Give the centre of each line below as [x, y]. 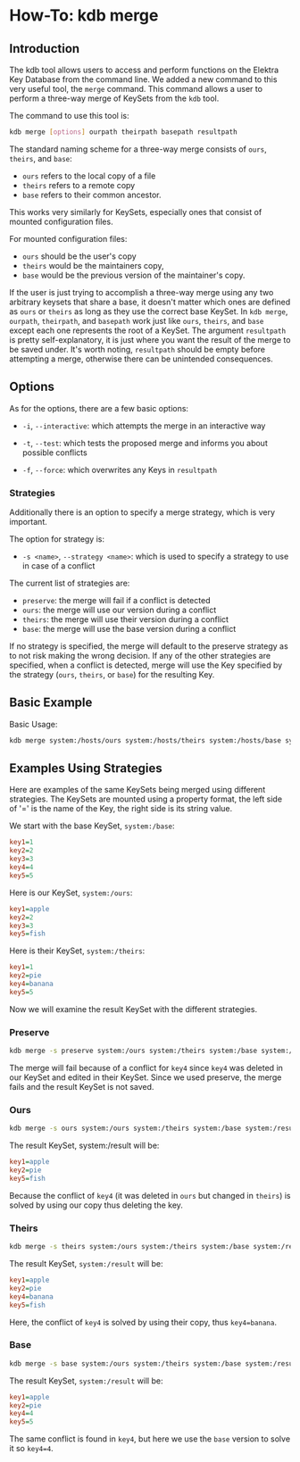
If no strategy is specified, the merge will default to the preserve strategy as [149, 646]
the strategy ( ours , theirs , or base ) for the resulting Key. [112, 674]
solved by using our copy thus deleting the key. [96, 1205]
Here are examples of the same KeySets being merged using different [137, 790]
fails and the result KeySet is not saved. [82, 1087]
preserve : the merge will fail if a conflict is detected [116, 600]
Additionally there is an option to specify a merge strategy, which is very [142, 512]
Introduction [45, 49]
